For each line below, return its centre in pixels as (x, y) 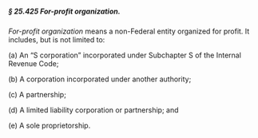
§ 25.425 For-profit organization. (65, 11)
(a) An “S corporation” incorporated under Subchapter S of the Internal (125, 55)
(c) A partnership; (37, 94)
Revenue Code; (34, 63)
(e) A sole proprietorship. (50, 125)
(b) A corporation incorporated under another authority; (100, 79)
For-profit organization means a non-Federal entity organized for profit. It (129, 31)
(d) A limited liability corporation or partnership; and (93, 110)
